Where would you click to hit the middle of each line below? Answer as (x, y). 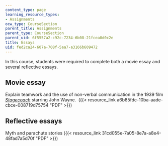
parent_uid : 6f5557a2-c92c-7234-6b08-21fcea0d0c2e (59, 38)
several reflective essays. (31, 67)
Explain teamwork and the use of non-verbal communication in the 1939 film (84, 95)
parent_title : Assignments (33, 29)
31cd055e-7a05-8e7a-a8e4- (132, 133)
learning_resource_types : (32, 15)
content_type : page (26, 10)
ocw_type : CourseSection (31, 24)
